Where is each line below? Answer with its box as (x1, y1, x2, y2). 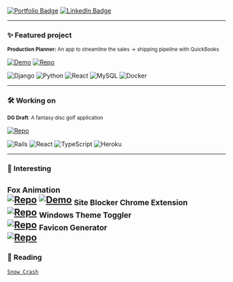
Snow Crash (7, 268, 39, 275)
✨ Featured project (7, 30, 72, 39)
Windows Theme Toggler (39, 210, 132, 220)
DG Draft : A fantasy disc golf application (7, 114, 103, 121)
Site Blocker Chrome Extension (74, 197, 189, 208)
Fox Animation (7, 184, 61, 195)
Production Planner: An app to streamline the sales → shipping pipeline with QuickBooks (7, 46, 220, 53)
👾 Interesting (7, 164, 52, 173)
